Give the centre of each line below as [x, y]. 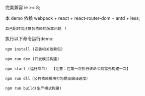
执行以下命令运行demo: [29, 39]
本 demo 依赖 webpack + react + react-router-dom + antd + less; [73, 18]
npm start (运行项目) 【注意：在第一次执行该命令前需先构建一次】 [68, 69]
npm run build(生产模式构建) [33, 88]
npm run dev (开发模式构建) [32, 59]
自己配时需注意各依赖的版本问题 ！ [37, 29]
